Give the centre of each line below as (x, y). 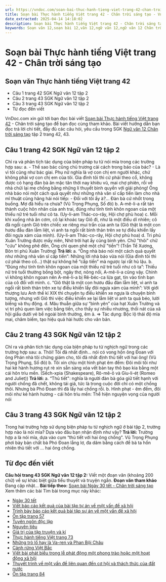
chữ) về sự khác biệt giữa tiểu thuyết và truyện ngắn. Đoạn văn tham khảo (81, 481)
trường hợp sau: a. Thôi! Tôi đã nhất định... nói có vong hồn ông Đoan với (80, 352)
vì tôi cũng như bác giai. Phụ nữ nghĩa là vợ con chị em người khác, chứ (78, 172)
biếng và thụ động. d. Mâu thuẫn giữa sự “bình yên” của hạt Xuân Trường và (82, 303)
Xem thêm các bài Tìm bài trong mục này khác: (53, 491)
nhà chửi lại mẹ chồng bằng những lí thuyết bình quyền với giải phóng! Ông (82, 188)
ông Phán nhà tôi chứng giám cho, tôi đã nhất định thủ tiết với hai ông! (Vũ (81, 357)
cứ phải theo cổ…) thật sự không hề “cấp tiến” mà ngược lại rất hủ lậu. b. (79, 261)
